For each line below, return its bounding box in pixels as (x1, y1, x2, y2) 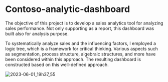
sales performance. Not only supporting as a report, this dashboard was (5, 25, 154, 31)
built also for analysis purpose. (5, 30, 69, 36)
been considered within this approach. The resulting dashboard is (5, 56, 141, 62)
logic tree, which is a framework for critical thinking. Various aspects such (5, 45, 158, 51)
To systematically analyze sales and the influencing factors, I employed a (5, 40, 156, 46)
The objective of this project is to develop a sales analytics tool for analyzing (5, 20, 163, 26)
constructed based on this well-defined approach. (5, 61, 109, 67)
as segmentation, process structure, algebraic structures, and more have (5, 51, 156, 57)
